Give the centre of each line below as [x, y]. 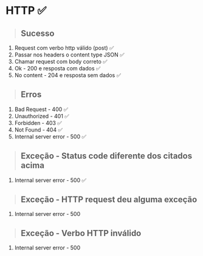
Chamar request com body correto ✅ [61, 62]
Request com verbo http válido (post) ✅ [64, 48]
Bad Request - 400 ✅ [41, 109]
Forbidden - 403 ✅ [38, 123]
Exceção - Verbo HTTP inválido [81, 233]
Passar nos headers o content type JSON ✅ [70, 55]
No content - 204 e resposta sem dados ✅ [68, 75]
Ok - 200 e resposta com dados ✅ [57, 68]
